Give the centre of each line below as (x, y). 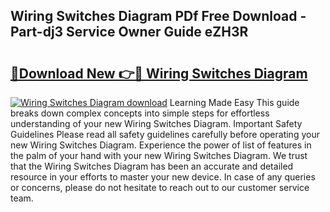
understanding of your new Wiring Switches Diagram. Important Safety (156, 123)
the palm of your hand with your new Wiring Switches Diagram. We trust (159, 155)
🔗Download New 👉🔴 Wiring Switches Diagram (159, 73)
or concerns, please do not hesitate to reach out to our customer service (160, 187)
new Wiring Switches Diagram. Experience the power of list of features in (161, 145)
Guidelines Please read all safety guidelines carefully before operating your (165, 134)
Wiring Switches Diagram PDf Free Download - (158, 16)
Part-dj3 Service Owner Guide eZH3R (129, 32)
